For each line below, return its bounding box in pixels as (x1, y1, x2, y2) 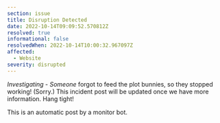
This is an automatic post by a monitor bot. (7, 108, 128, 116)
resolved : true (7, 29, 51, 36)
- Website (13, 55, 41, 62)
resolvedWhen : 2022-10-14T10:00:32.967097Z (7, 42, 134, 49)
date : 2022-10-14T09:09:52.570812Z (7, 23, 109, 30)
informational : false (7, 36, 69, 43)
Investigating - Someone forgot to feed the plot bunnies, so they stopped (7, 80, 214, 88)
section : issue (7, 10, 51, 17)
